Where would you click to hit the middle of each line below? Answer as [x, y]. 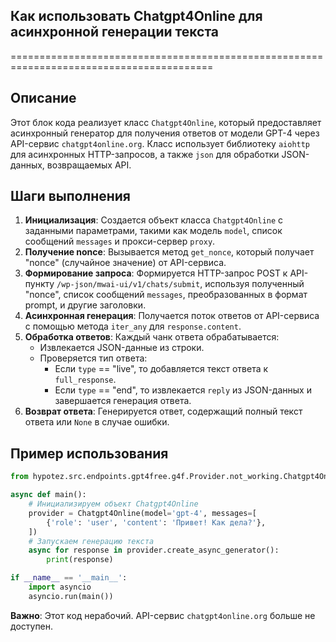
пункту [39, 284]
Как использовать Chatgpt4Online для [136, 16]
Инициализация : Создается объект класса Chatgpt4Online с [154, 220]
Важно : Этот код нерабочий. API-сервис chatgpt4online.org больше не [163, 615]
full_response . [85, 380]
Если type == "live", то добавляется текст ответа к [161, 369]
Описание [43, 98]
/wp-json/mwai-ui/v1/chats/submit [128, 285]
